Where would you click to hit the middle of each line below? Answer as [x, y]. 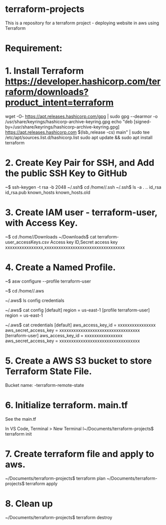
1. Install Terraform [45, 71]
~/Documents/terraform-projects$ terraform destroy [59, 517]
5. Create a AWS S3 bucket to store [79, 361]
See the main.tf [21, 419]
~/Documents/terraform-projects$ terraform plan [55, 478]
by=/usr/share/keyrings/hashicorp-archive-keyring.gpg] [62, 127]
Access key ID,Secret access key [84, 242]
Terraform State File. [49, 372]
